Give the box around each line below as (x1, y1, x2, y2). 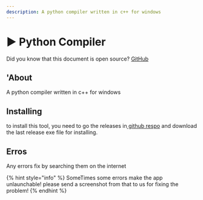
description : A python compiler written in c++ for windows (6, 8, 162, 15)
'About (6, 72, 33, 82)
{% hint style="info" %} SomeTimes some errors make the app (6, 174, 163, 181)
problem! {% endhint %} (6, 187, 67, 194)
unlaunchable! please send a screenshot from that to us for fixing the (6, 181, 179, 188)
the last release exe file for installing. (6, 128, 98, 136)
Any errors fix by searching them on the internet (6, 162, 127, 170)
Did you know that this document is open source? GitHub (6, 55, 149, 62)
